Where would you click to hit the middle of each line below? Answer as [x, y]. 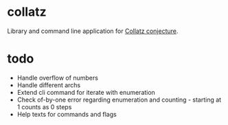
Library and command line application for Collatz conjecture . [93, 31]
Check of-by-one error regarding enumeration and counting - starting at [119, 100]
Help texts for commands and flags [67, 114]
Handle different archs [49, 85]
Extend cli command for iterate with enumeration [86, 92]
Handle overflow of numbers [57, 78]
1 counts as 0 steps [44, 106]
